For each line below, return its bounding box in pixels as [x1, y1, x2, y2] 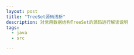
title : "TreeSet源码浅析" [6, 14, 66, 20]
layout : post [6, 8, 38, 14]
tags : [6, 24, 19, 31]
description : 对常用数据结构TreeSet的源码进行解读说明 [6, 19, 129, 25]
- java [11, 30, 28, 36]
